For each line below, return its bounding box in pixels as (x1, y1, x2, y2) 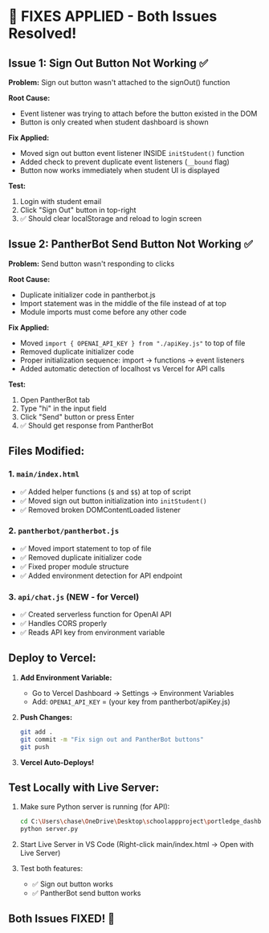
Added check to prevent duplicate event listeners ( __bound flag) (19, 157, 230, 166)
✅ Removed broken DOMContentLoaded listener (19, 505, 181, 514)
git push (19, 743, 50, 751)
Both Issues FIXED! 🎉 (8, 912, 115, 926)
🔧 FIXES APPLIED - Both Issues (8, 7, 218, 26)
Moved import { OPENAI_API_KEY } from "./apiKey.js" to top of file (19, 338, 246, 348)
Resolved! (8, 24, 77, 43)
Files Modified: (8, 444, 85, 458)
